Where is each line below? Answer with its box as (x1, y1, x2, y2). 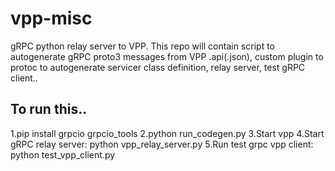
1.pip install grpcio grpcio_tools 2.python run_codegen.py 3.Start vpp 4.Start (10, 127, 325, 139)
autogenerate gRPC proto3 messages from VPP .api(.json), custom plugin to (10, 50, 324, 62)
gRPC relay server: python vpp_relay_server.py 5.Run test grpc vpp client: (10, 138, 314, 150)
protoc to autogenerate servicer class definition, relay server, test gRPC (10, 61, 306, 73)
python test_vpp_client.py (10, 148, 116, 161)
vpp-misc (10, 7, 93, 30)
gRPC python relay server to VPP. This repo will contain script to (10, 40, 276, 52)
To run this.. (10, 101, 88, 118)
